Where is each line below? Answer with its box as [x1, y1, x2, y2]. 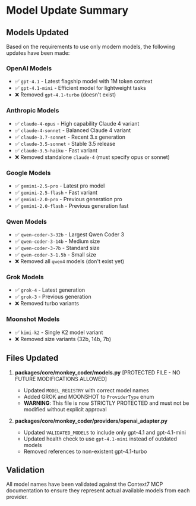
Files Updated [6, 353, 59, 363]
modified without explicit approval [23, 405, 107, 413]
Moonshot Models [6, 315, 60, 323]
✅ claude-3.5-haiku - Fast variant [14, 146, 98, 154]
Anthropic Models [6, 107, 59, 115]
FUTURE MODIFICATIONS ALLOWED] [14, 375, 108, 382]
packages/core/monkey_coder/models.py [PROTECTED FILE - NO [14, 368, 181, 376]
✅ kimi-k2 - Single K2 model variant [14, 329, 103, 336]
